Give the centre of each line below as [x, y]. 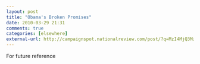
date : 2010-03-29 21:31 [36, 23]
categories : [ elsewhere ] [37, 34]
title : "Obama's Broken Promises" [49, 17]
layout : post [22, 12]
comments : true [25, 28]
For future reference [31, 56]
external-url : [24, 39]
